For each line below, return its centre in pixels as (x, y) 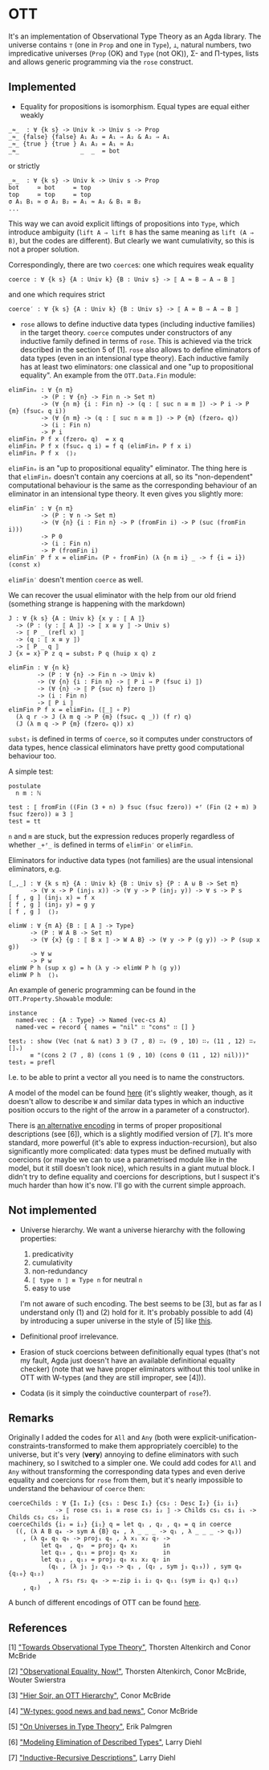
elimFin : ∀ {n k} (39, 668)
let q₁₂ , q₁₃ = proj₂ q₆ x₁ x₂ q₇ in (106, 1559)
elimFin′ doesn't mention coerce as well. (76, 579)
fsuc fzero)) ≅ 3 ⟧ (41, 814)
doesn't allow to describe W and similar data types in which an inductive (126, 1101)
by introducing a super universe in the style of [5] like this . (116, 1320)
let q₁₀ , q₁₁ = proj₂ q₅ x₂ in (106, 1553)
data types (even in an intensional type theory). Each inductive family (134, 358)
